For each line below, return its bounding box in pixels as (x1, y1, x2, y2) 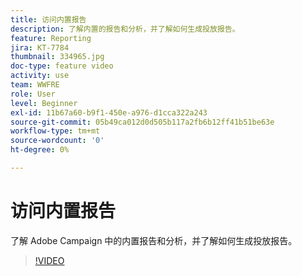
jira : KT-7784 (10, 42, 70, 53)
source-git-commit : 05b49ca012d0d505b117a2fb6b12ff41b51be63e (10, 117, 275, 127)
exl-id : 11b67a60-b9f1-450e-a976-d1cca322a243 (10, 107, 208, 118)
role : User (10, 89, 56, 99)
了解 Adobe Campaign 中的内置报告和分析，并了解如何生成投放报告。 (10, 234, 298, 246)
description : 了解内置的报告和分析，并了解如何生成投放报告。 (10, 24, 240, 34)
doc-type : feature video (10, 61, 114, 71)
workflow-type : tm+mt (10, 126, 101, 136)
